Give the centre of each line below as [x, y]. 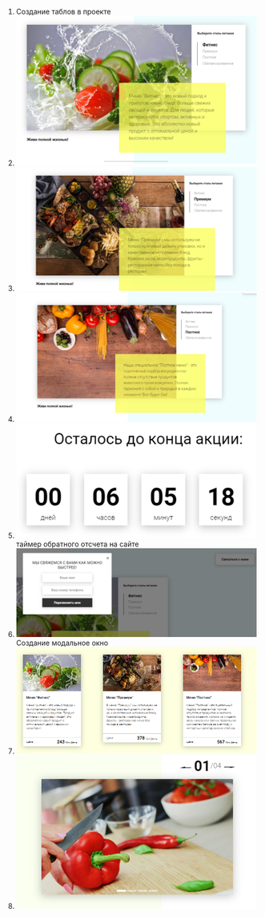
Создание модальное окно [62, 643]
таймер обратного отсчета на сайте [77, 544]
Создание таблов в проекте [63, 12]
